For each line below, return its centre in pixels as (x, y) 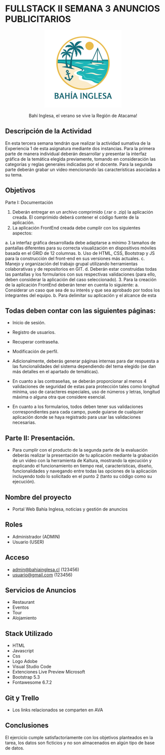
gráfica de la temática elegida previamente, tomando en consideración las (81, 159)
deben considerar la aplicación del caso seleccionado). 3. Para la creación (81, 279)
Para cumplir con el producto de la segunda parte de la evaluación (80, 450)
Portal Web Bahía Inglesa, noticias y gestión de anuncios (70, 509)
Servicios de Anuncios (41, 590)
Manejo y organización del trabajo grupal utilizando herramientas (71, 264)
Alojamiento (24, 618)
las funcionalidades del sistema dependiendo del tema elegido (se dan (84, 366)
